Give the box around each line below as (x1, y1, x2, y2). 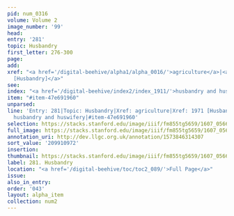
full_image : (7, 127, 42, 134)
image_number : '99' (7, 23, 64, 30)
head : (7, 29, 23, 37)
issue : (7, 172, 26, 179)
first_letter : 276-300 (7, 49, 73, 56)
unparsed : (7, 101, 36, 108)
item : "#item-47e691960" (7, 95, 79, 102)
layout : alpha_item (7, 192, 64, 199)
